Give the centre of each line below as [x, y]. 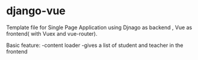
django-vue [36, 11]
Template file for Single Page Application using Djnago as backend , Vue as [99, 27]
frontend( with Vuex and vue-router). [52, 33]
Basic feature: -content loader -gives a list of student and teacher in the [95, 45]
